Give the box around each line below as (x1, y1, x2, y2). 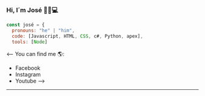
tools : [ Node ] (12, 39, 48, 45)
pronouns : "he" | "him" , (12, 27, 75, 34)
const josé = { (6, 22, 45, 28)
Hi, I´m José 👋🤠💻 (6, 5, 59, 14)
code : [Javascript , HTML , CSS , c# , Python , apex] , (12, 33, 143, 39)
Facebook (15, 64, 41, 72)
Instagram (15, 70, 41, 78)
